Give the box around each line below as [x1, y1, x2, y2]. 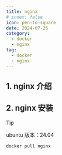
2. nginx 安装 [6, 103, 54, 113]
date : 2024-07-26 [6, 25, 49, 31]
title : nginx [6, 8, 38, 15]
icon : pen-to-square [6, 19, 57, 25]
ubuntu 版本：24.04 [6, 131, 54, 138]
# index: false [6, 14, 43, 20]
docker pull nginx [6, 143, 51, 149]
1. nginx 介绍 [6, 81, 52, 91]
